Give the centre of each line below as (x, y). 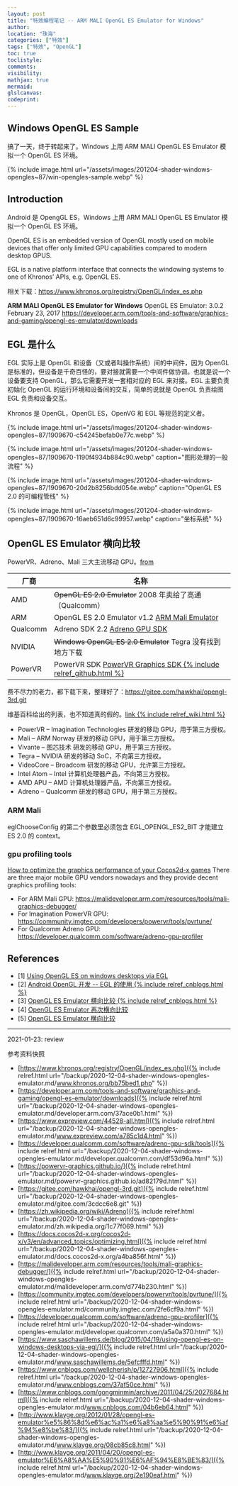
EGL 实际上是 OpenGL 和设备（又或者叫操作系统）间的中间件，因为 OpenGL (118, 363)
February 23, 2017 (34, 313)
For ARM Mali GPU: (46, 899)
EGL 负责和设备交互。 (39, 399)
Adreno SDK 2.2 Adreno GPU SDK (111, 629)
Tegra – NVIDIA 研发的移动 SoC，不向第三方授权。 (91, 756)
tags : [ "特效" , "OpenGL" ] (45, 47)
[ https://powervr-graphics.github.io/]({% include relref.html (104, 1166)
